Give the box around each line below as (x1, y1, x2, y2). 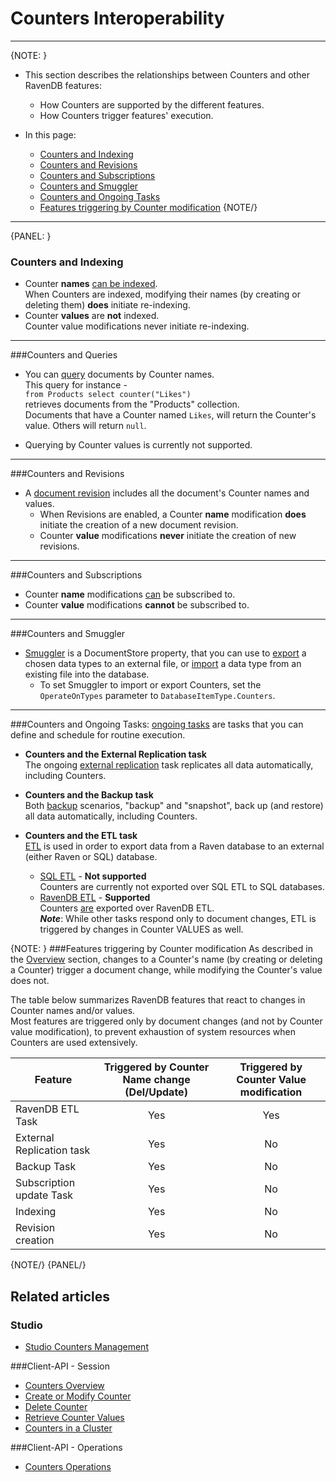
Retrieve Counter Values (24, 1411, 125, 1423)
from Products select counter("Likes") (24, 390, 192, 400)
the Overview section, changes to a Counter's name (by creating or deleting (10, 953, 323, 966)
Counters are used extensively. (10, 1037, 138, 1049)
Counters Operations (24, 1460, 112, 1472)
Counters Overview (24, 1379, 105, 1391)
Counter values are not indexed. (24, 310, 160, 322)
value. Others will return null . (24, 420, 147, 432)
